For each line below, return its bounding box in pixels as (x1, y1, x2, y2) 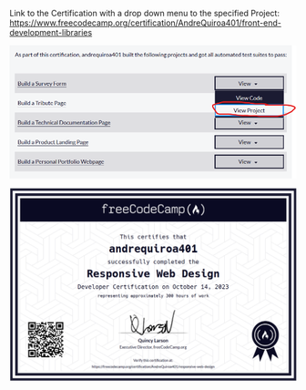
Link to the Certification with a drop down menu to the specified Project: (9, 8, 280, 18)
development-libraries (9, 27, 93, 37)
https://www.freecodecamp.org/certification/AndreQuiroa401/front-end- (9, 17, 282, 28)
